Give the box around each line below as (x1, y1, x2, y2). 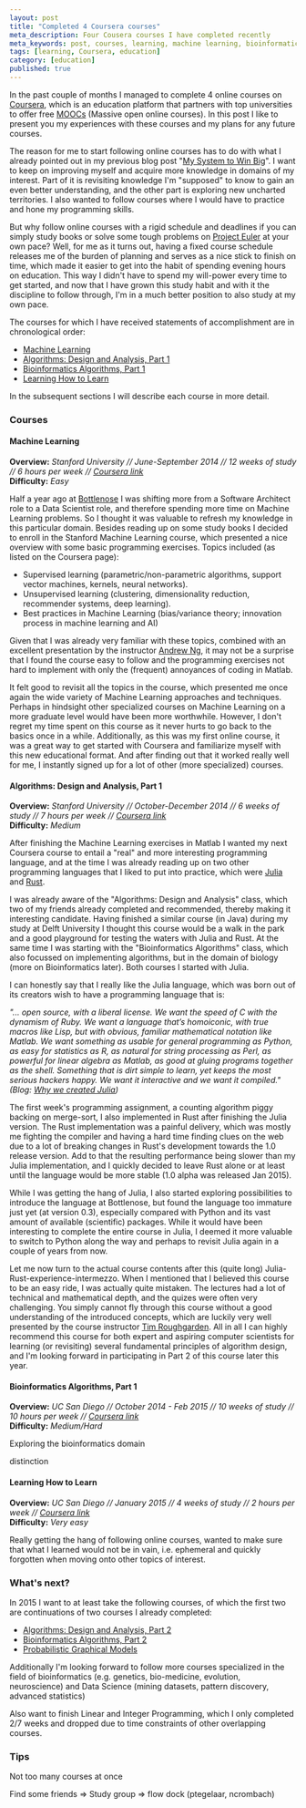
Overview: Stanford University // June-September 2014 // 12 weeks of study (9, 457, 297, 467)
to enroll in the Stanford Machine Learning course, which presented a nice (9, 532, 289, 542)
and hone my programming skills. (9, 203, 135, 214)
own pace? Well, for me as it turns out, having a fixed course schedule (9, 241, 273, 252)
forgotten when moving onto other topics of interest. (9, 1554, 207, 1565)
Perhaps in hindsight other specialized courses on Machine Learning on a (9, 701, 286, 712)
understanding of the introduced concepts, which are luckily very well (9, 1312, 271, 1323)
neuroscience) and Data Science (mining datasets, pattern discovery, (9, 1680, 270, 1691)
